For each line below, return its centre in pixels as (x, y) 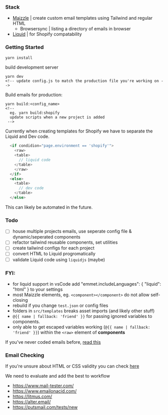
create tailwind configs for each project (53, 248)
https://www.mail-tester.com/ (43, 386)
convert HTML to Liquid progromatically (54, 254)
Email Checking (25, 355)
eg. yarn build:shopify (35, 113)
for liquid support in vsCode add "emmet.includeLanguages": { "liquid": (87, 284)
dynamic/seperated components (46, 237)
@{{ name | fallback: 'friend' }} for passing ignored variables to (82, 316)
